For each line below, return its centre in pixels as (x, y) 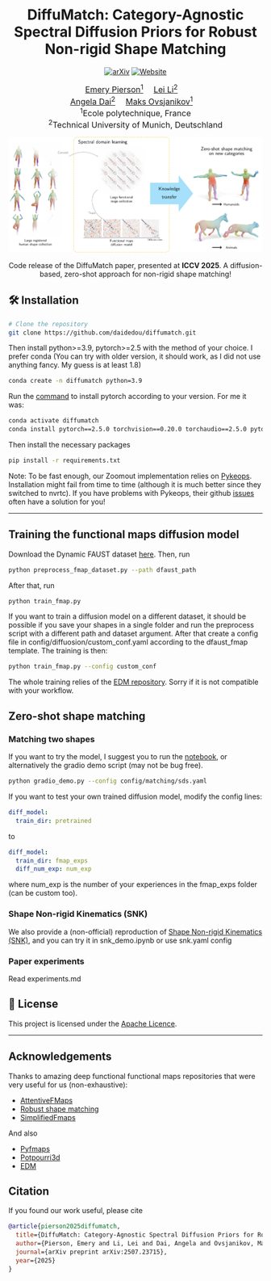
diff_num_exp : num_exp (54, 869)
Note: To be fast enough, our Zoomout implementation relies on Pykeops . (130, 476)
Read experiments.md (45, 978)
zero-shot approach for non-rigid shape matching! (148, 274)
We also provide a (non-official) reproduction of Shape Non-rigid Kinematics (135, 931)
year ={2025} (36, 1260)
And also (23, 1133)
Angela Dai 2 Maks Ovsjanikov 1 (131, 101)
